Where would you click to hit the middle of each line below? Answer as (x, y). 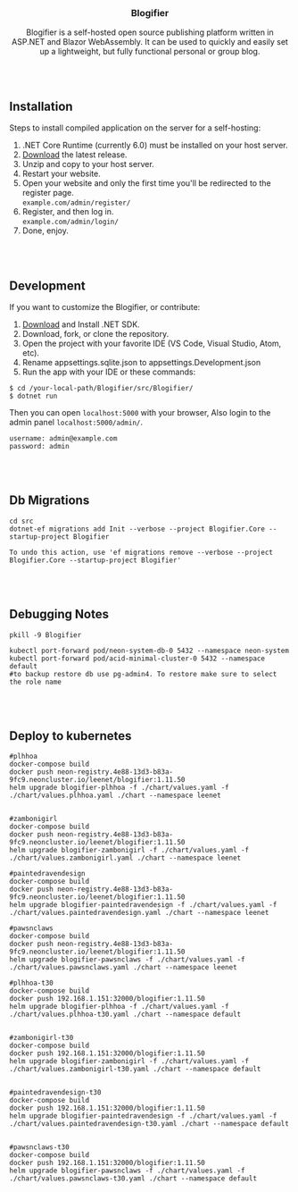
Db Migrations (50, 501)
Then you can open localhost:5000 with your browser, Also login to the (140, 412)
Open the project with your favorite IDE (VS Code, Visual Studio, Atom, (152, 343)
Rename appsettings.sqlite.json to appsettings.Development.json (141, 362)
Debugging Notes (59, 614)
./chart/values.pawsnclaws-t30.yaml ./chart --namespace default (133, 1179)
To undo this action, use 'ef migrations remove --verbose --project (141, 552)
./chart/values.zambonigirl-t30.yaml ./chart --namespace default (135, 1070)
